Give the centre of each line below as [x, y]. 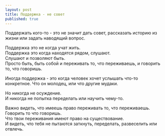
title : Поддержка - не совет [35, 14]
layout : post [18, 10]
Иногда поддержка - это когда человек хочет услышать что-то [72, 78]
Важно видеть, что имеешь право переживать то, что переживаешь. [78, 108]
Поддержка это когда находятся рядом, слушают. [58, 53]
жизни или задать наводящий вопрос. [45, 38]
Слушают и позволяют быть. [35, 58]
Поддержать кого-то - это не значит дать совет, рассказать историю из [81, 33]
